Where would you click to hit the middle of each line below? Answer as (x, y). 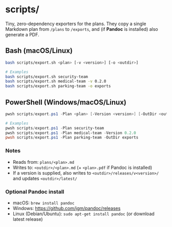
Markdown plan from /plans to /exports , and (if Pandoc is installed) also (82, 29)
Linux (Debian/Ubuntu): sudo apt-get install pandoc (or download (83, 214)
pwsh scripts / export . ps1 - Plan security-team (55, 128)
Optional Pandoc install (35, 192)
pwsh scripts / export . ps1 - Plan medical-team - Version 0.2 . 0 (71, 133)
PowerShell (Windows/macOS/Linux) (66, 102)
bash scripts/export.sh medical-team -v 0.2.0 (56, 81)
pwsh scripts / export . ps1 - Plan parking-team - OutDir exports (72, 138)
